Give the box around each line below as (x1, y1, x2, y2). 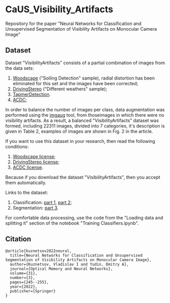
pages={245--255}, (10, 280, 50, 285)
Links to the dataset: (5, 189, 48, 195)
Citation (5, 235, 32, 243)
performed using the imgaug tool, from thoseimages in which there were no (5, 112, 164, 118)
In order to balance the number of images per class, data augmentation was (5, 106, 165, 113)
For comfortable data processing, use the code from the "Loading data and (5, 214, 163, 220)
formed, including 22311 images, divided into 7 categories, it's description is (5, 122, 165, 129)
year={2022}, (10, 284, 38, 289)
